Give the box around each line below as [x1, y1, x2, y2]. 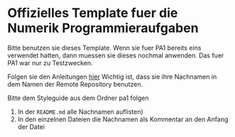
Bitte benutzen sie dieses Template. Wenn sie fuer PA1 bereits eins [7, 43, 202, 52]
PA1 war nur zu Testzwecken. [7, 58, 93, 67]
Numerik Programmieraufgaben [7, 20, 199, 36]
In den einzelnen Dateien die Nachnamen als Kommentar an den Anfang [17, 115, 229, 124]
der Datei [17, 122, 45, 131]
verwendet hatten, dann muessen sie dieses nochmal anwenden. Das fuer [7, 51, 224, 60]
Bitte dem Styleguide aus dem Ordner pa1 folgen [7, 94, 149, 102]
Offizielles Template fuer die [7, 5, 178, 21]
